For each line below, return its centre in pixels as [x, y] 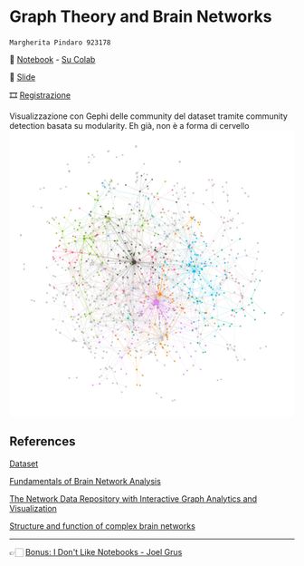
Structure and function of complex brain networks [103, 526]
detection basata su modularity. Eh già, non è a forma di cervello [129, 125]
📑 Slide [23, 77]
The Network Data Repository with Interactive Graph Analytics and [133, 498]
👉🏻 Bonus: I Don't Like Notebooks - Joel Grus [96, 551]
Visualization [33, 508]
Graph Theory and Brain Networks [141, 17]
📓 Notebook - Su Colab [52, 59]
